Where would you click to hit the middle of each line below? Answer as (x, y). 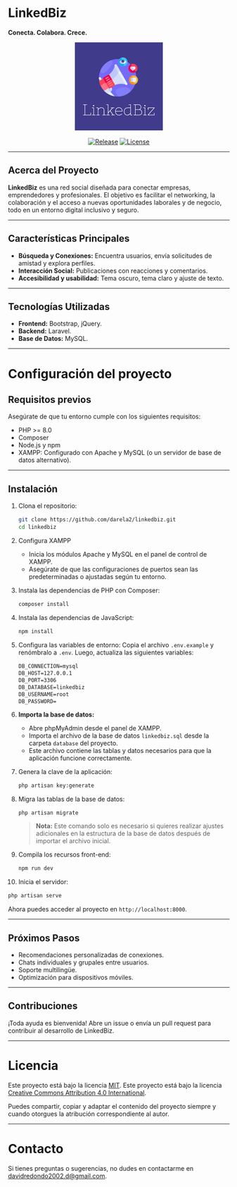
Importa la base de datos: (56, 714)
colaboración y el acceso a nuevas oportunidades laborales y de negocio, (115, 202)
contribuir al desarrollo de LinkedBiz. (61, 1031)
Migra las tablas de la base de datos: (71, 799)
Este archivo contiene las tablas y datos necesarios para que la (120, 750)
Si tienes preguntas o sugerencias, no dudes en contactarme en (101, 1168)
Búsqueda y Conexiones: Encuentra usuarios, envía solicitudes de (115, 256)
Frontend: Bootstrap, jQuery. (60, 324)
